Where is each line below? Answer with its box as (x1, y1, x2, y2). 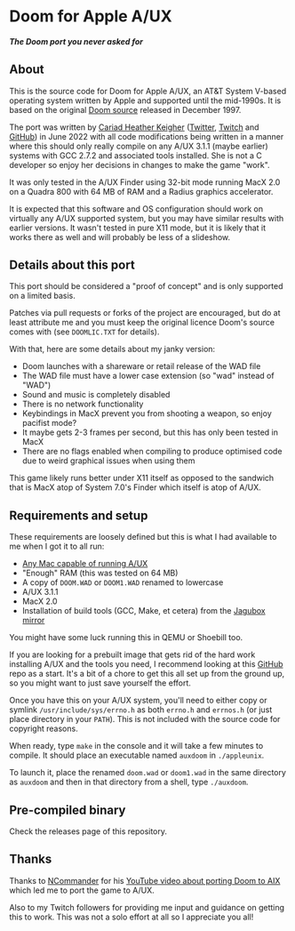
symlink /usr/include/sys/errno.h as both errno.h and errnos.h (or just (9, 704, 273, 715)
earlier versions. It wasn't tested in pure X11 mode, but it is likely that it (9, 222, 267, 233)
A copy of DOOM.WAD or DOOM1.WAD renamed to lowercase (21, 577, 224, 588)
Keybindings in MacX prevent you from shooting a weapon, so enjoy (21, 408, 273, 419)
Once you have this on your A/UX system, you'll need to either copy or (9, 695, 267, 706)
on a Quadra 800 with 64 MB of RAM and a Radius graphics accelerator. (9, 186, 274, 197)
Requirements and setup (9, 508, 148, 523)
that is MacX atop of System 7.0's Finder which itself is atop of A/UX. (9, 482, 262, 493)
